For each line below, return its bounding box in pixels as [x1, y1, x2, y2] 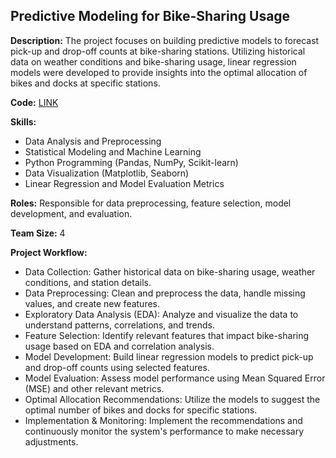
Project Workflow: [10, 246, 88, 258]
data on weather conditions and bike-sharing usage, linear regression [10, 55, 297, 68]
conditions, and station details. [24, 276, 152, 288]
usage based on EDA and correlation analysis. [24, 340, 215, 352]
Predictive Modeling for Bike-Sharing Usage [10, 8, 291, 25]
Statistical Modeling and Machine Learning [24, 145, 202, 158]
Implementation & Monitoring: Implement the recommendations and [24, 414, 303, 426]
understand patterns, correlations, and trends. [24, 319, 215, 331]
